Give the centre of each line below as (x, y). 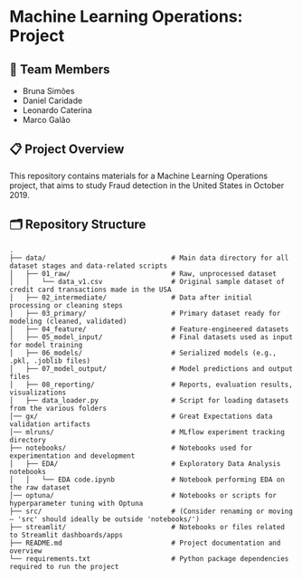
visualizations (38, 392)
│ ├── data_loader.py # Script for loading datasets (149, 400)
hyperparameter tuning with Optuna (76, 503)
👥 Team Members (60, 69)
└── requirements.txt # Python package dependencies (149, 558)
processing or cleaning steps (66, 305)
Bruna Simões (48, 91)
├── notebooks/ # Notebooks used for (131, 448)
